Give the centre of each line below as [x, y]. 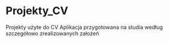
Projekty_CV [37, 11]
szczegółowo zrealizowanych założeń [53, 33]
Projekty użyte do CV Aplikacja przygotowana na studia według [84, 27]
